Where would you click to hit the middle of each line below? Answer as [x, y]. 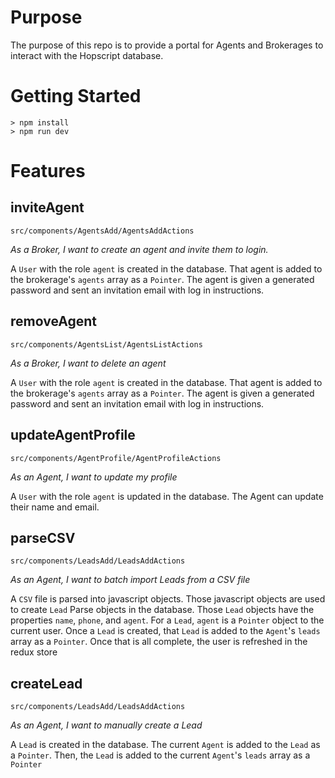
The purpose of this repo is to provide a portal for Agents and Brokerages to [167, 45]
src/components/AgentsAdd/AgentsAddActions [102, 231]
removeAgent [53, 321]
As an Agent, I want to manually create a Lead [106, 725]
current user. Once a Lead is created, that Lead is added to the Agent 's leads [165, 631]
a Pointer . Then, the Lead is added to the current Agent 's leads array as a [160, 755]
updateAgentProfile [73, 435]
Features [48, 171]
